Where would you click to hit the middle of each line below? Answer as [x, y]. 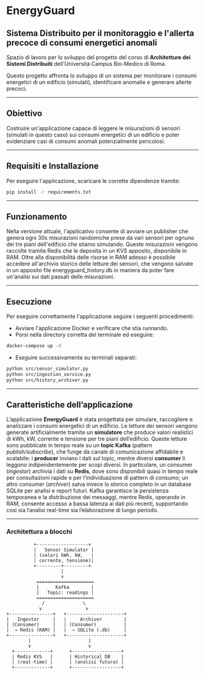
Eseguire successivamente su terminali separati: [76, 357]
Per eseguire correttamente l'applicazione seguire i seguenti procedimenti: [100, 316]
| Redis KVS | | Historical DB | [68, 657]
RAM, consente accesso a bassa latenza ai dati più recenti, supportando [97, 504]
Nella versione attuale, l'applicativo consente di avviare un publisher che [97, 231]
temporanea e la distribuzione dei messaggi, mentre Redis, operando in [96, 497]
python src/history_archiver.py [47, 380]
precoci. [17, 88]
